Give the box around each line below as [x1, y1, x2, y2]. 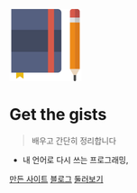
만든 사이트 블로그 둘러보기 [9, 173, 104, 184]
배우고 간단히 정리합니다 [31, 135, 117, 146]
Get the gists [9, 105, 107, 125]
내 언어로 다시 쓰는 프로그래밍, [22, 154, 129, 165]
